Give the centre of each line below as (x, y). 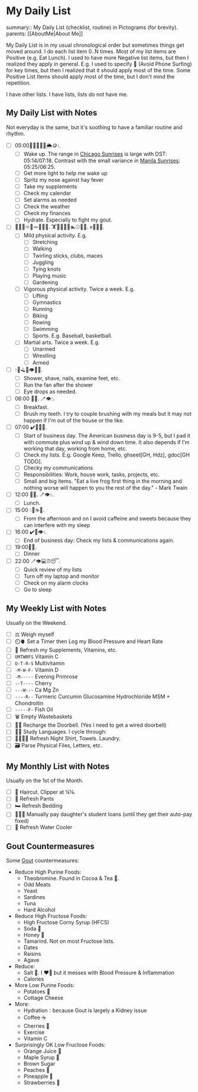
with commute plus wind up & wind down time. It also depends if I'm (107, 442)
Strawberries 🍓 (42, 1083)
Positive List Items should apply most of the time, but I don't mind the (90, 76)
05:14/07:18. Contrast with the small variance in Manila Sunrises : (102, 160)
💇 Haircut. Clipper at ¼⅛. (45, 792)
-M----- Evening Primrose (46, 676)
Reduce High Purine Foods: (48, 872)
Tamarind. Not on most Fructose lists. (69, 941)
